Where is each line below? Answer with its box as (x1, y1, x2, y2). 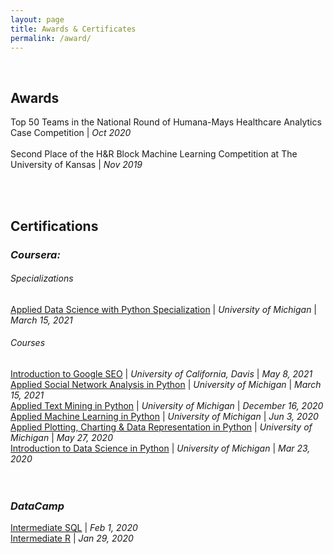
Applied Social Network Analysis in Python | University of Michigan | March (10, 378, 322, 390)
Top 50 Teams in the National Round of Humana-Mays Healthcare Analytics (10, 116, 322, 128)
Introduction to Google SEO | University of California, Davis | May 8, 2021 (10, 367, 313, 380)
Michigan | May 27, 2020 (10, 431, 113, 443)
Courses (10, 337, 46, 349)
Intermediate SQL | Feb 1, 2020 (10, 522, 138, 534)
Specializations (10, 272, 74, 285)
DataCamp (10, 499, 65, 513)
